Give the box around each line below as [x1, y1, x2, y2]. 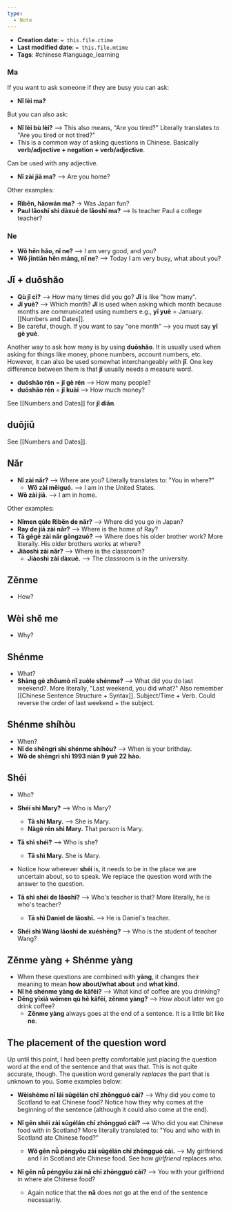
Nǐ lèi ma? [17, 96, 46, 104]
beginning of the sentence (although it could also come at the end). [17, 1105, 209, 1114]
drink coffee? [17, 1002, 55, 1010]
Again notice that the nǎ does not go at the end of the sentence [27, 1188, 208, 1197]
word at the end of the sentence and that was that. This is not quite [7, 1063, 198, 1071]
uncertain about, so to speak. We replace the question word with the [17, 872, 212, 880]
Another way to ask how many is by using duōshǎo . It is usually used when [7, 343, 221, 351]
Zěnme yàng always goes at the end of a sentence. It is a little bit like [27, 1010, 225, 1018]
